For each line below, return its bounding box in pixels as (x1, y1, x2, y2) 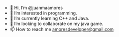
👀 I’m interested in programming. (9, 10, 77, 16)
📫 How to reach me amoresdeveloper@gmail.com (9, 26, 114, 32)
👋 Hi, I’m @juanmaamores (9, 5, 63, 10)
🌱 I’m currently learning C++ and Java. (9, 15, 90, 21)
